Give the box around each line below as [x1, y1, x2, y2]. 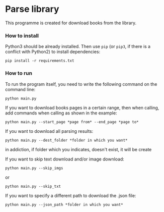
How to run [5, 70, 32, 77]
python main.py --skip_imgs [5, 165, 64, 170]
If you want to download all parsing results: [5, 128, 93, 134]
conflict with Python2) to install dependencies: [5, 49, 100, 55]
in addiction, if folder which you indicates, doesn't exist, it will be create [5, 146, 152, 152]
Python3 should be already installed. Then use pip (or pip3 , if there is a [5, 44, 151, 50]
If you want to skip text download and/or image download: [5, 156, 124, 162]
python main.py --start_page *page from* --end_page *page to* [5, 119, 139, 124]
